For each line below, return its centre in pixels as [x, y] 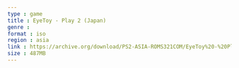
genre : [19, 27]
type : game [25, 14]
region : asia [28, 40]
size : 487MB [27, 54]
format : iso [27, 34]
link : [17, 47]
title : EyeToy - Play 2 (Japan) [57, 21]
